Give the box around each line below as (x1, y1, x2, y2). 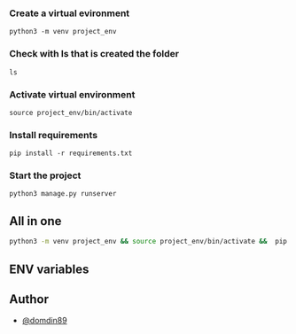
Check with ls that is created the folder (9, 48, 180, 60)
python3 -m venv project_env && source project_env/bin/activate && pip (9, 237, 288, 246)
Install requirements (9, 128, 98, 141)
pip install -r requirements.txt (9, 149, 133, 158)
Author (9, 291, 49, 307)
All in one (9, 214, 62, 229)
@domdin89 (21, 315, 68, 326)
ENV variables (9, 261, 90, 276)
